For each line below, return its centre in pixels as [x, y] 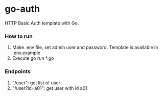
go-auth [22, 9]
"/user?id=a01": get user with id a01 [50, 88]
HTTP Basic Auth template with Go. [42, 23]
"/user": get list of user [36, 83]
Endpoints [18, 71]
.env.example [26, 53]
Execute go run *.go [33, 58]
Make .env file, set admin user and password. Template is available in [85, 47]
